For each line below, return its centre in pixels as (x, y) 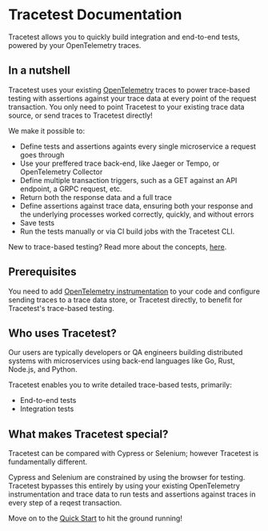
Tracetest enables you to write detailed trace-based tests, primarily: (120, 385)
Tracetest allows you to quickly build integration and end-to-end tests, (124, 37)
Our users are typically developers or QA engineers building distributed (126, 353)
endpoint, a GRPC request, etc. (71, 189)
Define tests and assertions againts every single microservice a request (138, 146)
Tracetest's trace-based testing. (61, 308)
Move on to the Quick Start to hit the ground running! (95, 518)
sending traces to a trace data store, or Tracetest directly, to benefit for (125, 299)
